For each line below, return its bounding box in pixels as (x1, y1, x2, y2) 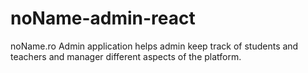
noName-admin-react (10, 7, 196, 30)
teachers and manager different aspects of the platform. (10, 50, 242, 62)
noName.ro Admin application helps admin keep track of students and (10, 40, 299, 52)
